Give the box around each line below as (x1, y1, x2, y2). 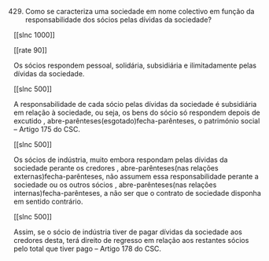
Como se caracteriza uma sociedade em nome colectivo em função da (24, 7, 255, 16)
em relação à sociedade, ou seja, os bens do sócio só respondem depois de (13, 108, 260, 117)
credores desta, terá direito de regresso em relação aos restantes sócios (13, 236, 249, 244)
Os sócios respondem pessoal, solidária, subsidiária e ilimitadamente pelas (13, 61, 257, 70)
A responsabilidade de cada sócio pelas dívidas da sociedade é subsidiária (13, 100, 257, 108)
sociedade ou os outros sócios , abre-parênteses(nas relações (13, 180, 217, 189)
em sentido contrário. (13, 197, 83, 206)
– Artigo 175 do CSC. (13, 125, 81, 134)
